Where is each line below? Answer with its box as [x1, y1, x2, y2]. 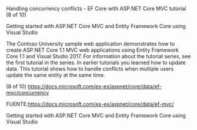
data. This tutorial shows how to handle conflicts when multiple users [6, 65, 174, 72]
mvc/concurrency [6, 89, 49, 96]
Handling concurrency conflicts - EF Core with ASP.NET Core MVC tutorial [6, 5, 186, 12]
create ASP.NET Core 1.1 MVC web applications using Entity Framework [6, 46, 179, 54]
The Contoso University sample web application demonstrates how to [6, 41, 175, 47]
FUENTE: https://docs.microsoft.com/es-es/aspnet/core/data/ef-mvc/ [6, 101, 175, 108]
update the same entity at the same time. [6, 72, 105, 78]
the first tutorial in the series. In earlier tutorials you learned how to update [6, 59, 186, 66]
